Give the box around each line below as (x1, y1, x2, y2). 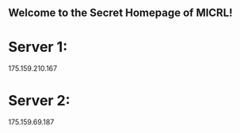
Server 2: (8, 91, 70, 109)
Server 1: (8, 38, 68, 56)
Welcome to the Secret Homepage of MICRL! (8, 6, 233, 20)
